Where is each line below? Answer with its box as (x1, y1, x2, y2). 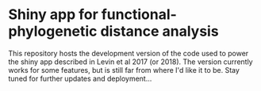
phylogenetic (8, 22, 98, 40)
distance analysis (100, 22, 220, 40)
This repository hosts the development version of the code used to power (8, 48, 249, 58)
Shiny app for (8, 6, 99, 24)
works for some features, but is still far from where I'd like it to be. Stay (8, 65, 240, 74)
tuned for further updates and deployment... (8, 74, 152, 83)
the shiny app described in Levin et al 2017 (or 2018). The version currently (8, 57, 253, 66)
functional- (101, 6, 177, 24)
